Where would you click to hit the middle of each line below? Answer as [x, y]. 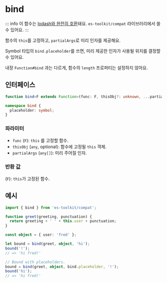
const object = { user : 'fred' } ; [41, 235]
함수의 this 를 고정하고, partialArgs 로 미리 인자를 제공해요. [63, 40]
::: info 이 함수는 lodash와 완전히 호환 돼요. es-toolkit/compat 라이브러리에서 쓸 [83, 23]
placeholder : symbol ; [32, 110]
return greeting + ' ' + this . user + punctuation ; [63, 221]
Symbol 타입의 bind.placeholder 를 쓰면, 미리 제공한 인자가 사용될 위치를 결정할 [83, 51]
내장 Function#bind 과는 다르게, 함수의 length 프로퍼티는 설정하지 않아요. [77, 68]
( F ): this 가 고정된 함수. [28, 179]
